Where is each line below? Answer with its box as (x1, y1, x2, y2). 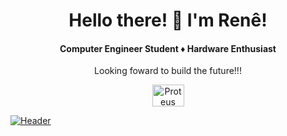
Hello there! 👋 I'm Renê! (68, 9, 268, 32)
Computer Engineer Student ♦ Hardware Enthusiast (59, 42, 277, 54)
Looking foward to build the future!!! (94, 65, 242, 77)
